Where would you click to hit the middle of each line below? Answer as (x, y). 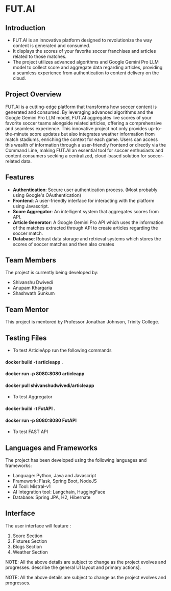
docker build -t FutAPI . (30, 409)
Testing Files (26, 338)
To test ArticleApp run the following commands (62, 350)
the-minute (17, 134)
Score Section (28, 536)
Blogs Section (27, 546)
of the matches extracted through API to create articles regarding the (85, 228)
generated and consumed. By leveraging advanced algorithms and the (79, 112)
